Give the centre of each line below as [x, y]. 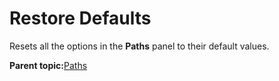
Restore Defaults [80, 18]
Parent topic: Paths [48, 65]
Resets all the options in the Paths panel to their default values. [139, 46]
